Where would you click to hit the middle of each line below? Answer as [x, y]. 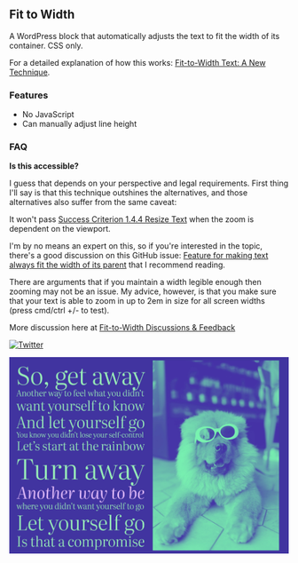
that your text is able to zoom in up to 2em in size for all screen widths [137, 301]
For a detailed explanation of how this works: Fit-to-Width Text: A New [137, 62]
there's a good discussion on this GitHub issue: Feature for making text [139, 256]
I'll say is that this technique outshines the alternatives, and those [129, 193]
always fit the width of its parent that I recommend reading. [118, 265]
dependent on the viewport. [60, 229]
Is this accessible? [44, 166]
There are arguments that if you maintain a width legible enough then [135, 282]
